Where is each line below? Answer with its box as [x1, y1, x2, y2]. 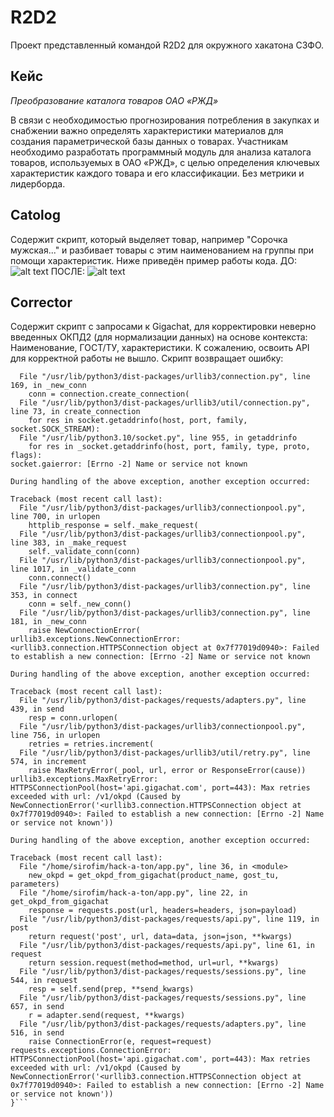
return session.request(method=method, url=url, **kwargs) [28, 958, 280, 968]
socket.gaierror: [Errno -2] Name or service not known [10, 459, 248, 470]
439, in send [10, 704, 65, 715]
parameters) [10, 879, 60, 890]
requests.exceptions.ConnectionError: [10, 1046, 172, 1056]
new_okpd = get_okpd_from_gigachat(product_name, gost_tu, [28, 871, 280, 881]
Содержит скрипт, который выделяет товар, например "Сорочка [10, 233, 288, 245]
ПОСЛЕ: [50, 265, 85, 277]
